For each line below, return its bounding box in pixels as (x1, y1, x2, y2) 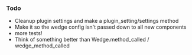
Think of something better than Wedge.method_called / (14, 36, 149, 43)
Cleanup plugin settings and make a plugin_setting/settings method (14, 18, 179, 25)
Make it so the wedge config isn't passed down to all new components (14, 23, 187, 30)
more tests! (14, 30, 43, 37)
